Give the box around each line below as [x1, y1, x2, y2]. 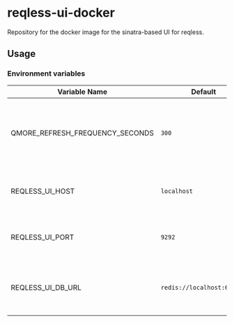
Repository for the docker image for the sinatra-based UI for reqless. [7, 28, 204, 36]
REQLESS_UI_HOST [10, 186, 75, 196]
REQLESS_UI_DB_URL [10, 283, 81, 292]
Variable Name [57, 87, 108, 97]
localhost [160, 187, 194, 195]
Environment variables [7, 69, 86, 78]
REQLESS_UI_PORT [10, 232, 75, 242]
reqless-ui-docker [7, 5, 115, 21]
